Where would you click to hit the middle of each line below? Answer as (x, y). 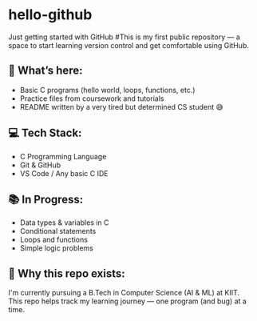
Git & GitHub (40, 165)
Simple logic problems (56, 248)
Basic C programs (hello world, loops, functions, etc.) (107, 90)
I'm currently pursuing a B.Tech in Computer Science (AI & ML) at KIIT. (124, 293)
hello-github (50, 15)
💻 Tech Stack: (45, 133)
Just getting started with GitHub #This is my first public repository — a (125, 37)
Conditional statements (58, 231)
